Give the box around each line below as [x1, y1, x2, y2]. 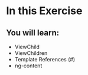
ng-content [14, 62, 43, 69]
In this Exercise [6, 4, 83, 18]
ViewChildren [14, 50, 48, 57]
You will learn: [6, 28, 60, 38]
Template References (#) [14, 56, 76, 63]
